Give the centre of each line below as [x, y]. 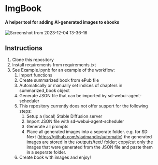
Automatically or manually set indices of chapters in [71, 86]
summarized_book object [44, 90]
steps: [25, 111]
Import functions [36, 75]
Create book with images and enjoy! [55, 157]
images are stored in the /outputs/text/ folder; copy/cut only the [90, 142]
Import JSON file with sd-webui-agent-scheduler [75, 121]
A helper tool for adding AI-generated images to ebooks [62, 22]
